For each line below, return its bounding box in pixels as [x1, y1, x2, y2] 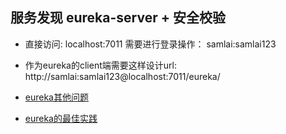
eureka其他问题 [24, 91, 89, 103]
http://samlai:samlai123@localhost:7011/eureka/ [24, 70, 221, 82]
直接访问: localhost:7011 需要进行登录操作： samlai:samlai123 [24, 38, 277, 50]
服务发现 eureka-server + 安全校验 [10, 9, 226, 27]
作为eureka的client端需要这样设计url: [24, 59, 177, 71]
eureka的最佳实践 [24, 112, 98, 124]
